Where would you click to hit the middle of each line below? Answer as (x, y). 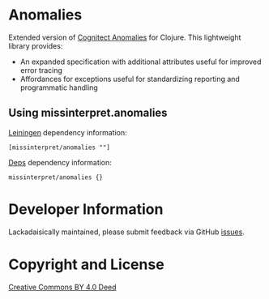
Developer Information (86, 209)
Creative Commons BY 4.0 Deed (62, 287)
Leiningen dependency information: (68, 132)
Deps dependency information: (60, 162)
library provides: (36, 45)
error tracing (41, 70)
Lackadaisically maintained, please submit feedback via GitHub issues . (126, 232)
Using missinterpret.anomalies (88, 113)
